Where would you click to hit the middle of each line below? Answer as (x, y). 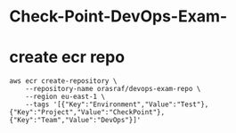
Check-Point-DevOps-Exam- (118, 17)
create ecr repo (67, 58)
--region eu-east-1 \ (65, 97)
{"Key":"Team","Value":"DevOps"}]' (75, 121)
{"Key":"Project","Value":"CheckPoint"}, (87, 112)
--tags (37, 104)
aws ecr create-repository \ (63, 81)
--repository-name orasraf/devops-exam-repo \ (113, 89)
